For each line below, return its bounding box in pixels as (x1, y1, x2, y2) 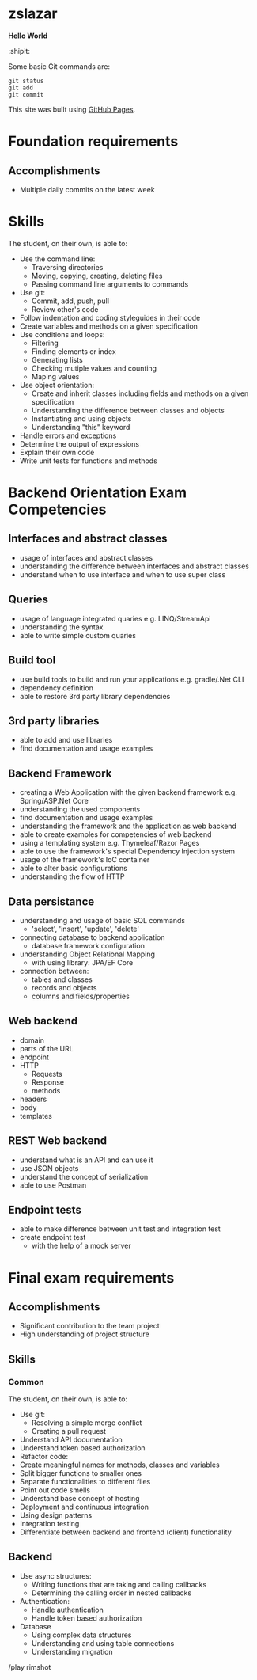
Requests (31, 1069, 62, 1078)
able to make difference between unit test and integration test (19, 1224, 221, 1233)
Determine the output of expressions (19, 439, 140, 448)
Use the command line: (19, 254, 96, 264)
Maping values (31, 371, 80, 381)
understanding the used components (19, 804, 141, 814)
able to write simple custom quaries (19, 630, 137, 640)
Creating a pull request (31, 1427, 107, 1436)
